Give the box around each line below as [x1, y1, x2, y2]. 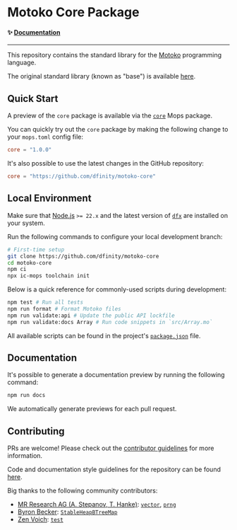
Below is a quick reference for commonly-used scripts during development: [7, 285, 227, 294]
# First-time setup [7, 246, 65, 253]
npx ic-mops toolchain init [7, 272, 90, 280]
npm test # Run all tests [7, 299, 83, 306]
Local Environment [7, 192, 92, 204]
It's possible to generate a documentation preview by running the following [7, 371, 225, 379]
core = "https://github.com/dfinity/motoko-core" [7, 173, 157, 180]
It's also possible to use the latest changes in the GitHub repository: [7, 159, 205, 168]
